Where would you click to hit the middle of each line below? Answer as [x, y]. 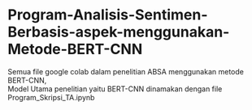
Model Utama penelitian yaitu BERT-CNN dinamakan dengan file [115, 89]
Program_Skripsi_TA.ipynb [51, 97]
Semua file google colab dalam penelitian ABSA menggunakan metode [126, 71]
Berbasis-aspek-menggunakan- [119, 32]
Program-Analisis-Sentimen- [108, 15]
